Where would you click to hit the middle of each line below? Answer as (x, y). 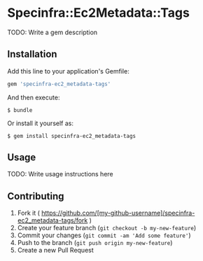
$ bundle (20, 110)
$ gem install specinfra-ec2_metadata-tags (72, 136)
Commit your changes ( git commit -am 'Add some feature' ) (104, 235)
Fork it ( (29, 213)
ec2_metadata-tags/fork (52, 220)
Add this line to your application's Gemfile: (68, 71)
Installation (32, 54)
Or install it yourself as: (40, 123)
